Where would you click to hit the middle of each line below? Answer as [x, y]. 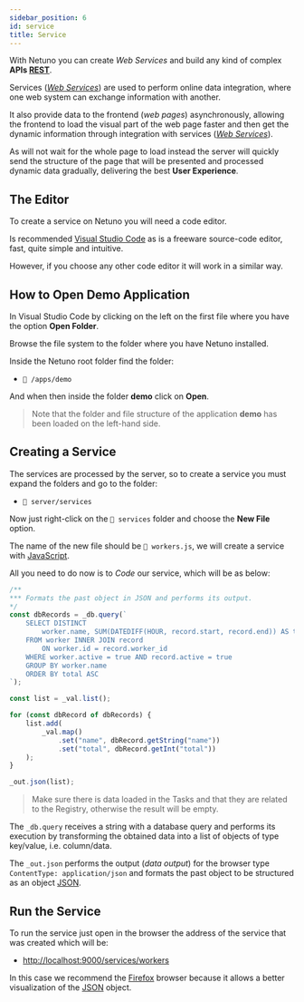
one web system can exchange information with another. [115, 97]
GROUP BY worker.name [66, 666]
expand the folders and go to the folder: [84, 483]
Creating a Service [63, 452]
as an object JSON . [45, 883]
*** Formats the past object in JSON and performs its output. [131, 598]
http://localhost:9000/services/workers [96, 960]
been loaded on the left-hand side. [96, 423]
